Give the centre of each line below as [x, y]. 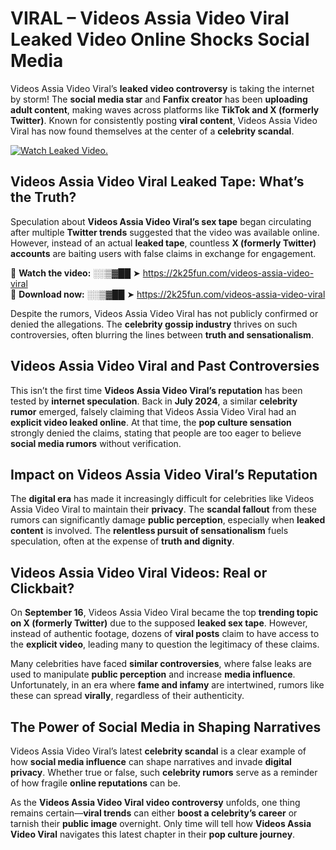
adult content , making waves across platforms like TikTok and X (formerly [165, 109]
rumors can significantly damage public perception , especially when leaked [168, 520]
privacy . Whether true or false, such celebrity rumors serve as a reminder [164, 772]
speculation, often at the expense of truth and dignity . [122, 541]
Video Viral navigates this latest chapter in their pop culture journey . [153, 834]
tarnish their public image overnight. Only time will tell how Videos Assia [161, 823]
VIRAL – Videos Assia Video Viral [150, 18]
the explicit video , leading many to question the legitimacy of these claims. [165, 644]
